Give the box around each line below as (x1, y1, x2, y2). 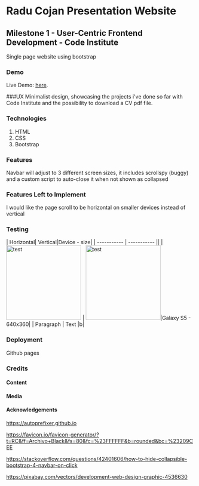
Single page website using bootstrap (6, 53, 97, 60)
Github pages (6, 349, 40, 356)
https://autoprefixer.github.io (6, 420, 77, 427)
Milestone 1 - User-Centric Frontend (6, 28, 143, 38)
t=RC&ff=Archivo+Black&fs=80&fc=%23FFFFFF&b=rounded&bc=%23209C (6, 438, 193, 445)
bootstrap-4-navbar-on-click (6, 462, 78, 469)
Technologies (6, 115, 47, 123)
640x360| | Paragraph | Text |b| (6, 321, 85, 328)
